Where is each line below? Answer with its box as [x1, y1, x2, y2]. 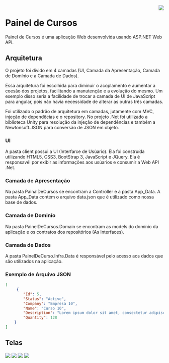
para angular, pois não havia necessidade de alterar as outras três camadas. [5, 98, 163, 105]
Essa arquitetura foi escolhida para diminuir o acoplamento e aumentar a [5, 82, 156, 88]
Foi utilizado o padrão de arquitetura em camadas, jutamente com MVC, [5, 108, 154, 114]
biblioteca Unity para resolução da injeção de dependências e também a [5, 119, 156, 125]
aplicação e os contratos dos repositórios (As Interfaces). [5, 229, 125, 235]
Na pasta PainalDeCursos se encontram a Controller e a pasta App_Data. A [5, 189, 161, 195]
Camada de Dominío [5, 212, 56, 219]
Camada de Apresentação [5, 177, 70, 184]
